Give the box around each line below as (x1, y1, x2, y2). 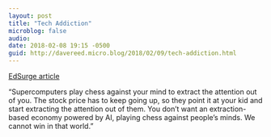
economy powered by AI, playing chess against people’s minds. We (31, 113, 256, 122)
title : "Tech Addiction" (8, 19, 92, 27)
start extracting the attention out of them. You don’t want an (8, 104, 208, 114)
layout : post (8, 11, 53, 20)
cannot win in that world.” (8, 122, 94, 131)
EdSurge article (8, 72, 60, 81)
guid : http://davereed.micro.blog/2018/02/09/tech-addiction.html (8, 49, 237, 57)
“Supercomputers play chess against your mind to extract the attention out (8, 87, 257, 97)
